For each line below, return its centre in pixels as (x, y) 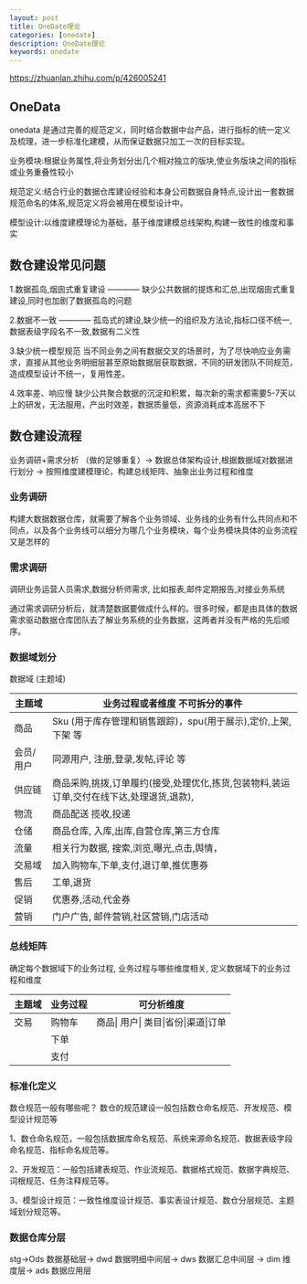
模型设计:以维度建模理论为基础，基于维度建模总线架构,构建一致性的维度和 (148, 222)
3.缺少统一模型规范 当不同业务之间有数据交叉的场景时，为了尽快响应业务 (146, 350)
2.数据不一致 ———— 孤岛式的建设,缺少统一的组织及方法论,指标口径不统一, (151, 320)
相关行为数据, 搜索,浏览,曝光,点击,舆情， (137, 848)
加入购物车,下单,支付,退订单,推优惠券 (130, 865)
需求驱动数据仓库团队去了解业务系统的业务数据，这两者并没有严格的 (138, 620)
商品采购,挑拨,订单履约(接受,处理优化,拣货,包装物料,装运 (171, 783)
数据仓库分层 (38, 1237)
